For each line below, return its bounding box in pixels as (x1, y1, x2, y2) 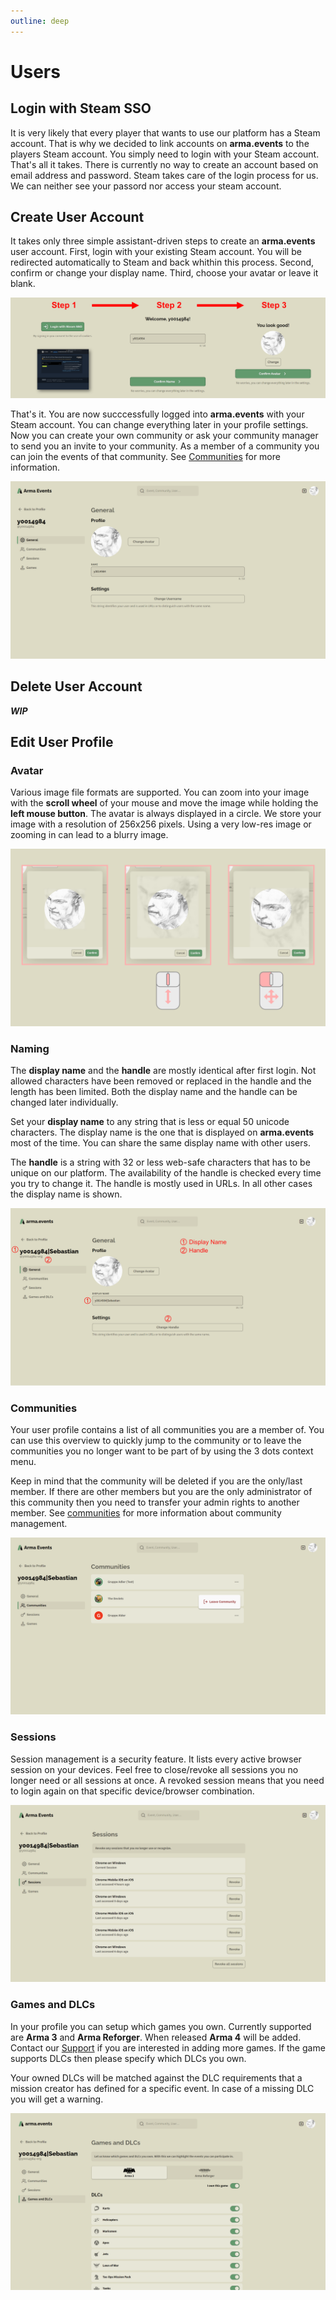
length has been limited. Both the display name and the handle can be (10, 1086, 298, 1098)
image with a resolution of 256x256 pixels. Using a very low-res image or (10, 818, 312, 830)
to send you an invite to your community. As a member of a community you (10, 440, 320, 452)
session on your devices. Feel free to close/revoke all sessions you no (10, 1763, 299, 1775)
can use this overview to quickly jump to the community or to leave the (10, 1434, 302, 1446)
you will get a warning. (10, 2093, 104, 2105)
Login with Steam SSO (10, 100, 152, 117)
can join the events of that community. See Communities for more (10, 451, 281, 463)
